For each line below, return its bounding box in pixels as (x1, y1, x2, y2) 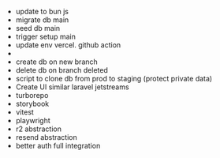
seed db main (15, 24, 61, 32)
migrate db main (15, 15, 69, 24)
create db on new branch (15, 57, 99, 66)
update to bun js (15, 7, 69, 16)
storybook (15, 99, 50, 108)
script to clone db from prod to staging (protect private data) (15, 74, 213, 83)
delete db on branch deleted (15, 66, 108, 74)
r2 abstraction (15, 124, 62, 134)
